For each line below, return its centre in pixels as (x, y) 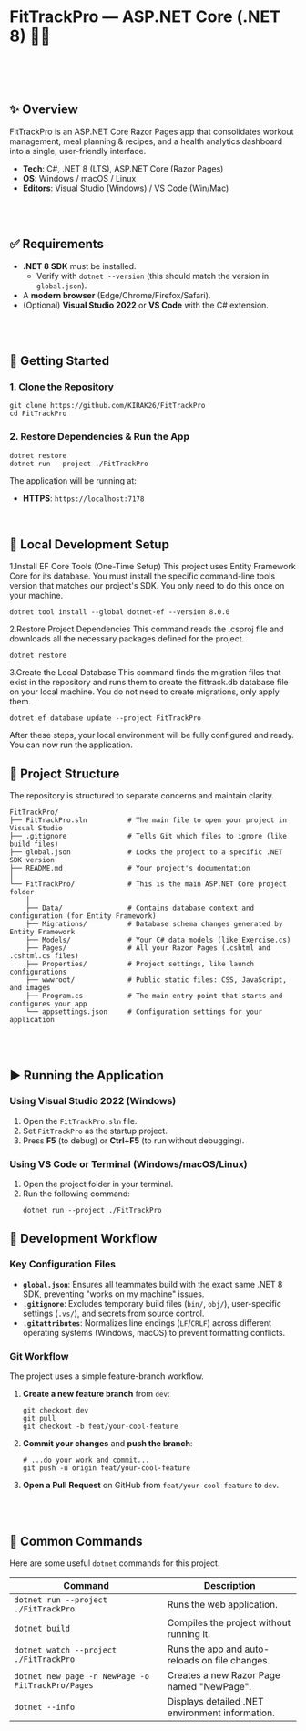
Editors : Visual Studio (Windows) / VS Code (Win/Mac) (126, 188)
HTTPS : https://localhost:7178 (83, 498)
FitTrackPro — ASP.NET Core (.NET (145, 17)
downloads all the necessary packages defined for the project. (127, 639)
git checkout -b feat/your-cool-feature (100, 1427)
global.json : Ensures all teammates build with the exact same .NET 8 (153, 1284)
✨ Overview (44, 110)
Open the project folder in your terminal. (98, 1184)
